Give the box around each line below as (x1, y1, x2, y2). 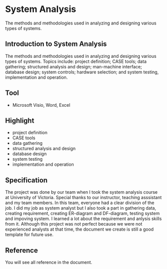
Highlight (5, 116, 35, 125)
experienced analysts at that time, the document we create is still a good (5, 226, 154, 233)
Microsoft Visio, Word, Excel (12, 102, 71, 108)
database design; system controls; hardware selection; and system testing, (5, 69, 159, 75)
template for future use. (5, 232, 54, 238)
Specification (5, 176, 48, 184)
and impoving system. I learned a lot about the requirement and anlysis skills (5, 216, 162, 222)
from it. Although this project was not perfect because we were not (5, 221, 143, 227)
